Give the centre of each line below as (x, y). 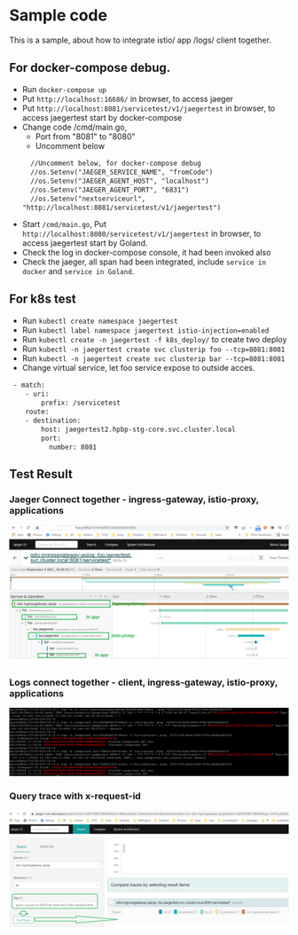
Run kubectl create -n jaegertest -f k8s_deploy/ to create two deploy (154, 339)
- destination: (53, 420)
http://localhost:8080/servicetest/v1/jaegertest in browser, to (141, 233)
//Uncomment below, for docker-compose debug (116, 163)
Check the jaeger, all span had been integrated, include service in (144, 262)
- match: (29, 385)
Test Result (41, 474)
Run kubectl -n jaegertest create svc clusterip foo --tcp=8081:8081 (153, 349)
